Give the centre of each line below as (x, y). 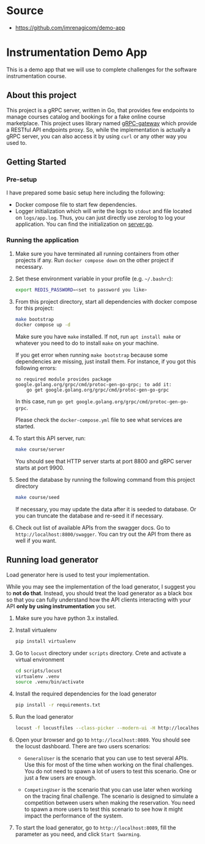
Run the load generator (44, 717)
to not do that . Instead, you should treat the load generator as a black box (99, 593)
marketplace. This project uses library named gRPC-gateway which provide (102, 123)
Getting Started (36, 162)
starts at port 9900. (40, 468)
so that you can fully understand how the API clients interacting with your (99, 600)
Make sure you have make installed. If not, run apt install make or (98, 337)
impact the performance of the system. (74, 816)
